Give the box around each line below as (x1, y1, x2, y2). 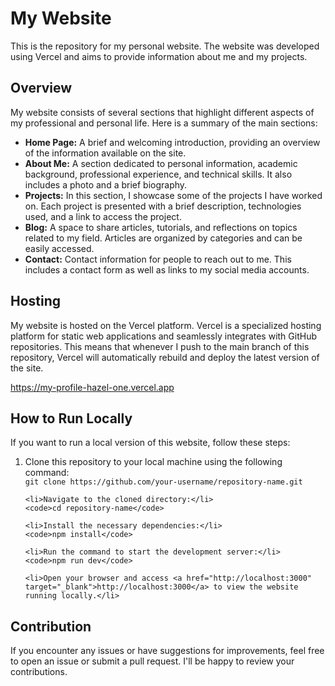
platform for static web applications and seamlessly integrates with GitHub (10, 330, 318, 342)
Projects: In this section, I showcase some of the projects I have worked (24, 189, 323, 201)
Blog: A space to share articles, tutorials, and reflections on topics (24, 221, 298, 233)
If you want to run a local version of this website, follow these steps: (10, 437, 291, 449)
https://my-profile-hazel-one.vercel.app (10, 381, 175, 393)
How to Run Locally (10, 410, 133, 427)
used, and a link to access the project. (24, 210, 182, 222)
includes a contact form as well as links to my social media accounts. (24, 263, 310, 276)
